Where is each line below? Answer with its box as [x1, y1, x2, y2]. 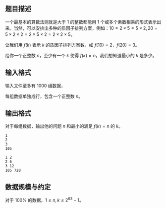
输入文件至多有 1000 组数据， [5, 83, 66, 89]
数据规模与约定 [5, 183, 51, 191]
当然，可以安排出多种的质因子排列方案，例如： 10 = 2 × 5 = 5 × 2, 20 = [13, 25, 158, 31]
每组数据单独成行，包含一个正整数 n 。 [5, 93, 83, 99]
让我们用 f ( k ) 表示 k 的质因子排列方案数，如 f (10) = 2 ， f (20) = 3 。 [5, 42, 140, 48]
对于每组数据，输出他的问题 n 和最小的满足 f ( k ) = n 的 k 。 [5, 123, 123, 129]
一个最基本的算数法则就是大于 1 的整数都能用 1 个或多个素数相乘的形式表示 [5, 19, 157, 25]
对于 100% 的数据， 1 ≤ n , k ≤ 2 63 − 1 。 [5, 196, 84, 203]
